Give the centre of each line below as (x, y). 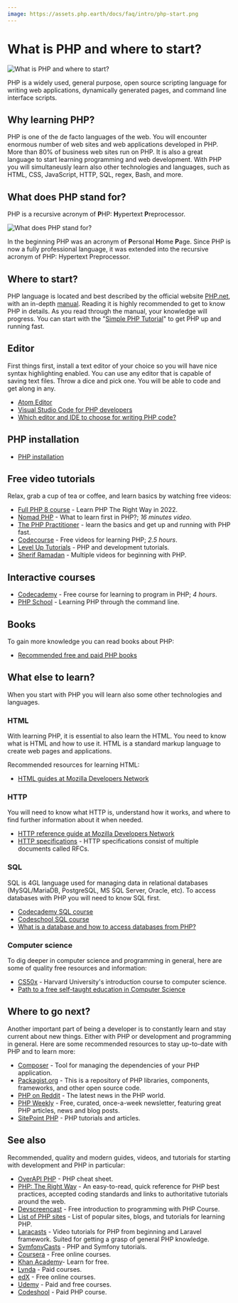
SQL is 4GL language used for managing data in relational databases (108, 883)
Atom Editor (35, 402)
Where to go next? (49, 1012)
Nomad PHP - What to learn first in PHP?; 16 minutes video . (104, 517)
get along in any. (32, 388)
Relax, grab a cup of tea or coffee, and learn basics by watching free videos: (119, 496)
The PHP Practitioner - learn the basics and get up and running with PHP (124, 525)
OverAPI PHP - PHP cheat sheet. (65, 1179)
